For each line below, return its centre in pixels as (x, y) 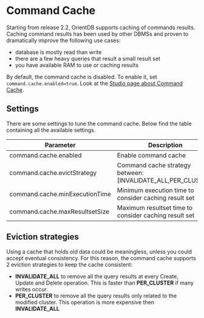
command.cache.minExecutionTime (60, 194)
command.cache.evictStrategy (53, 173)
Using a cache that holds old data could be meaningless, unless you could (99, 251)
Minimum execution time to (155, 190)
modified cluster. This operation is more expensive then (85, 302)
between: (130, 173)
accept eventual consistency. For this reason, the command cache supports (101, 258)
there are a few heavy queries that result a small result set (88, 58)
